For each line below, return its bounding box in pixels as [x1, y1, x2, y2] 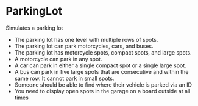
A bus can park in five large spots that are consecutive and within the [14, 68, 189, 75]
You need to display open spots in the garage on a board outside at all [14, 87, 191, 94]
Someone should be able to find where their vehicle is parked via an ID [14, 81, 193, 88]
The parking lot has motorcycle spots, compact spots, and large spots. [14, 48, 193, 56]
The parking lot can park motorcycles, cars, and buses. [14, 42, 154, 50]
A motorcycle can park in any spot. [14, 55, 102, 62]
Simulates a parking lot [5, 24, 63, 31]
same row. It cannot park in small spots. [14, 75, 115, 82]
